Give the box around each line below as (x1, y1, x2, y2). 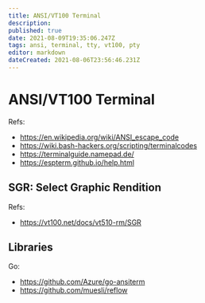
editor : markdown (8, 49, 66, 57)
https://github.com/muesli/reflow (19, 285, 129, 295)
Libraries (8, 241, 53, 254)
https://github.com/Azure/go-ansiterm (19, 277, 145, 287)
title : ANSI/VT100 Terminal (8, 11, 102, 20)
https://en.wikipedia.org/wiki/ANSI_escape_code (19, 132, 180, 142)
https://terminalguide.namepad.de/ (19, 149, 135, 159)
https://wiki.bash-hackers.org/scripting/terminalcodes (19, 140, 197, 150)
